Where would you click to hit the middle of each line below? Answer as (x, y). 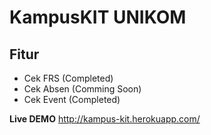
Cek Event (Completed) (72, 99)
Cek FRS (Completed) (68, 78)
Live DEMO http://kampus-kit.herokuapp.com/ (105, 119)
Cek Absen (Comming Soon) (82, 89)
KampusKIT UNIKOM (98, 17)
